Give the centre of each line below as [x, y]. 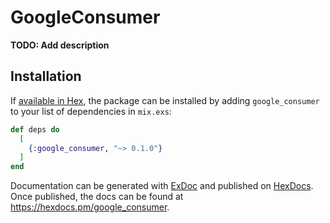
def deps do [35, 129]
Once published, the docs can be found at [97, 197]
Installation [46, 76]
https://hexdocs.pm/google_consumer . [90, 207]
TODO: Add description [60, 45]
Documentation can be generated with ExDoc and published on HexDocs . [162, 186]
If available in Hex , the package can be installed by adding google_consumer [165, 100]
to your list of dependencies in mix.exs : [91, 111]
